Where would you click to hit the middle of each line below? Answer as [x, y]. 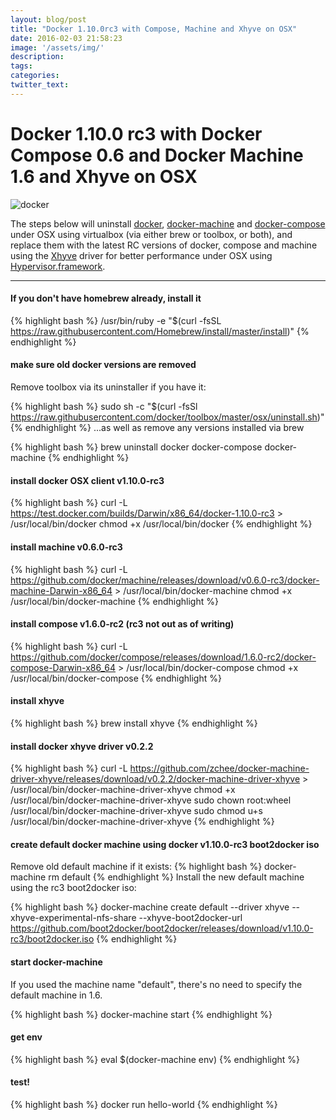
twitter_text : [40, 85]
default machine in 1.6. [56, 995]
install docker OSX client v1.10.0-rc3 [87, 480]
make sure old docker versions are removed [103, 365]
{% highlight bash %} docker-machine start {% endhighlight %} [141, 1014]
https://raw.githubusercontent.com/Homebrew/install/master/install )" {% [160, 331]
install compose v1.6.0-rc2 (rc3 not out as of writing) [122, 624]
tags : [21, 66]
